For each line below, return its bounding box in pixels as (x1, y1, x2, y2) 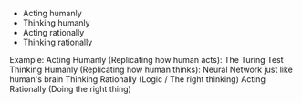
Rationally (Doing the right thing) (9, 84, 132, 94)
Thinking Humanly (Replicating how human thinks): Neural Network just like (9, 64, 294, 75)
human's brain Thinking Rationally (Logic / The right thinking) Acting (9, 74, 266, 85)
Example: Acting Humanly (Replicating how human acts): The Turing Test (9, 55, 285, 65)
